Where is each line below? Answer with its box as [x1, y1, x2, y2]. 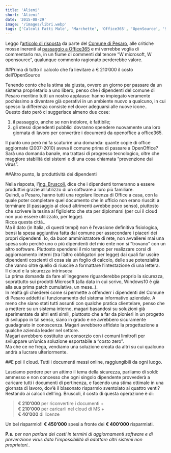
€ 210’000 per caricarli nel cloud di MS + [17, 406, 104, 412]
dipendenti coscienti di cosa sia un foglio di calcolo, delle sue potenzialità [5, 257, 159, 263]
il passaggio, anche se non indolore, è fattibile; [12, 119, 111, 125]
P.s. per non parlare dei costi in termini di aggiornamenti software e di [5, 431, 153, 437]
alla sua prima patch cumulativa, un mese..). [5, 284, 98, 290]
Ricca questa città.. [5, 219, 46, 225]
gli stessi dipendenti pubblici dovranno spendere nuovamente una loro [12, 124, 161, 131]
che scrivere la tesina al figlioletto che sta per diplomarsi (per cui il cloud [5, 208, 158, 214]
